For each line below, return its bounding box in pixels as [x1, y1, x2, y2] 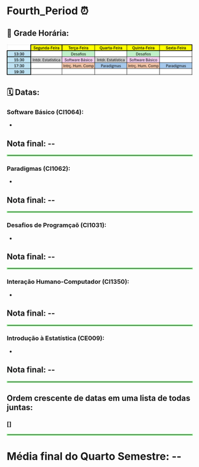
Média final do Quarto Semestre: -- [6, 450, 182, 463]
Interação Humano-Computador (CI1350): [6, 278, 129, 286]
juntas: [6, 403, 33, 412]
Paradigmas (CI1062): [6, 164, 70, 173]
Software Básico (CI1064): [6, 108, 84, 116]
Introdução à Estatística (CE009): [6, 334, 105, 342]
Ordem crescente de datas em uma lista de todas [6, 393, 191, 403]
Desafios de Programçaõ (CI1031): [6, 221, 107, 229]
